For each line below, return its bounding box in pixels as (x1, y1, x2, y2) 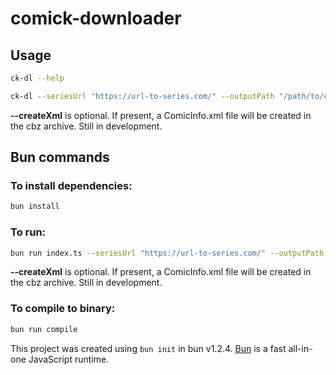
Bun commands (10, 149, 110, 166)
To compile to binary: (10, 302, 116, 316)
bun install (10, 202, 60, 212)
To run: (10, 225, 47, 239)
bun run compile (10, 324, 78, 334)
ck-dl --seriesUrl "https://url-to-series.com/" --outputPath (10, 91, 275, 101)
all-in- (288, 342, 313, 354)
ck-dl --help (10, 73, 65, 83)
